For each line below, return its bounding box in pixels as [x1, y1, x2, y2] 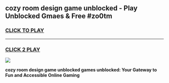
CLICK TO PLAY [5, 27, 44, 34]
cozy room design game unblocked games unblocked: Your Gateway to [5, 66, 157, 72]
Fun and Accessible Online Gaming [5, 72, 80, 78]
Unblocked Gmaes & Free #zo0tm [5, 12, 112, 21]
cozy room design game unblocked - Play [5, 4, 138, 13]
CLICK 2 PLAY [5, 46, 40, 53]
